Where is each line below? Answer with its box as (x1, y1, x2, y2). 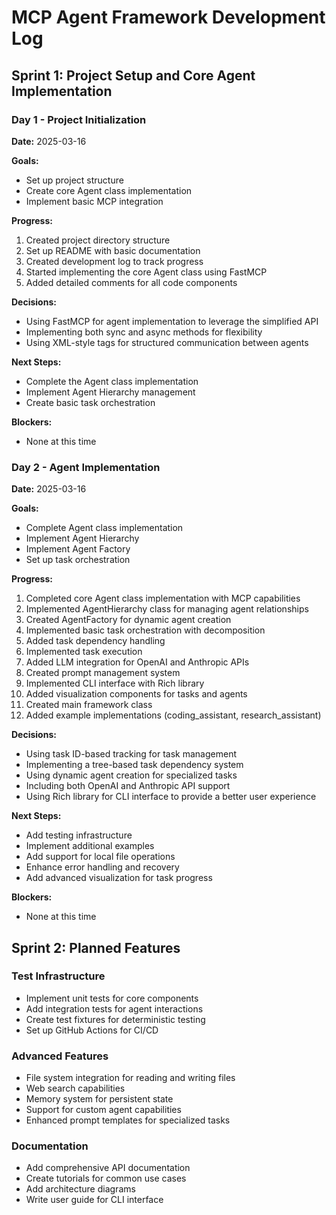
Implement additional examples (25, 840, 155, 852)
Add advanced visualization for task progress (25, 872, 213, 884)
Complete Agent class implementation (25, 522, 184, 534)
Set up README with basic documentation (25, 244, 201, 256)
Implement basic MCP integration (25, 195, 164, 207)
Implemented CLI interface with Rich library (25, 677, 205, 690)
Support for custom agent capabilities (25, 1104, 182, 1116)
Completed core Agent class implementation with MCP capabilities (25, 592, 301, 605)
